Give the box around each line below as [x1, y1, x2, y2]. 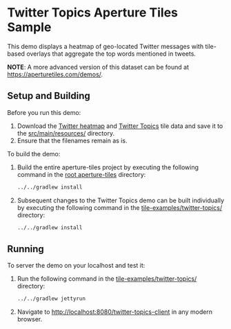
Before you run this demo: [7, 108, 81, 116]
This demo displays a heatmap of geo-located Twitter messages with [7, 42, 204, 50]
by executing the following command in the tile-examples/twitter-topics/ [17, 203, 223, 211]
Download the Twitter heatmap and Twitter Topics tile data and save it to [17, 122, 223, 130]
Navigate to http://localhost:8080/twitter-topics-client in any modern [17, 308, 212, 316]
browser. [17, 315, 43, 323]
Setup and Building [7, 90, 91, 102]
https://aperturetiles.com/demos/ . [7, 70, 103, 78]
